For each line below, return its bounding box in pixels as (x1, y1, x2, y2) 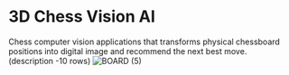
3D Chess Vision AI (8, 6, 155, 27)
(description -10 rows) (8, 55, 91, 66)
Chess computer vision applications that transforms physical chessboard (8, 36, 281, 47)
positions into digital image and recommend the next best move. (8, 45, 247, 56)
